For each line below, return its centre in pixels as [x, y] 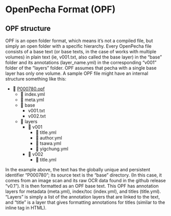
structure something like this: [36, 79]
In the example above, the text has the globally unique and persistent [78, 170]
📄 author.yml [49, 138]
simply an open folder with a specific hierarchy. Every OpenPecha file [78, 46]
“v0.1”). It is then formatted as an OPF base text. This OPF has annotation [82, 186]
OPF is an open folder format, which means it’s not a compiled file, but [79, 41]
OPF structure [28, 28]
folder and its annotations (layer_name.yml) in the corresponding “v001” [81, 62]
